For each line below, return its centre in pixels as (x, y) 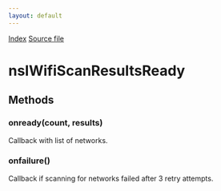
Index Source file (36, 38)
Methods (31, 100)
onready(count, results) (56, 123)
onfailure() (29, 161)
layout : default (35, 16)
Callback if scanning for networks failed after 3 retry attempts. (111, 178)
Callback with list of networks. (58, 140)
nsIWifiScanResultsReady (97, 71)
